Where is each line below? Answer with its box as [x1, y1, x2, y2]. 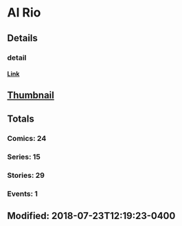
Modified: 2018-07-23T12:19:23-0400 [7, 210, 176, 221]
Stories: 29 [7, 170, 45, 180]
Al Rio [7, 5, 41, 21]
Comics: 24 [7, 133, 47, 143]
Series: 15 [7, 152, 41, 161]
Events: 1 [7, 189, 38, 199]
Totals [7, 113, 34, 124]
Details [7, 32, 38, 44]
